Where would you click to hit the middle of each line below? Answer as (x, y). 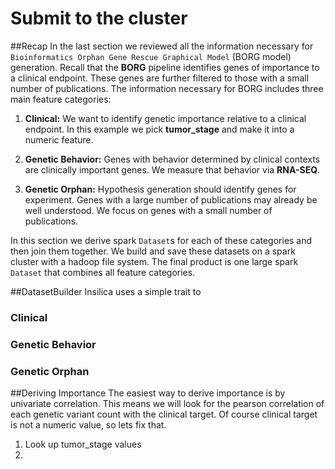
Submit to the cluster (99, 18)
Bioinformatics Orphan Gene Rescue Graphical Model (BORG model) (151, 56)
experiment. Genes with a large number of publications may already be (171, 199)
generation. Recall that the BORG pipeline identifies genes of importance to (165, 67)
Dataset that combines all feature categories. (103, 272)
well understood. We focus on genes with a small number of (148, 210)
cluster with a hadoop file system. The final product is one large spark (154, 261)
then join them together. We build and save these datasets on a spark (153, 251)
